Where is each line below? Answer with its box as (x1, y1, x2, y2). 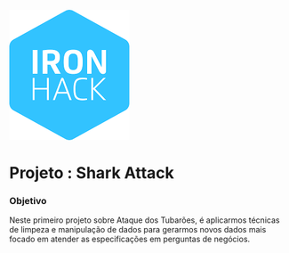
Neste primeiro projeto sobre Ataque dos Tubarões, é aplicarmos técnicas (9, 215, 280, 225)
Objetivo (9, 195, 47, 208)
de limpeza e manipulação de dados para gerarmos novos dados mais (9, 224, 267, 235)
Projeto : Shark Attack (9, 163, 175, 184)
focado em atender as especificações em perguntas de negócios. (9, 233, 251, 245)
